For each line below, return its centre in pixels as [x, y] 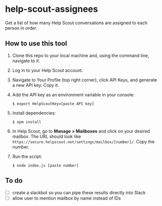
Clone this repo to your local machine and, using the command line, [81, 55]
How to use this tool [36, 44]
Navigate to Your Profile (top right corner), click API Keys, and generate [85, 80]
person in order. [21, 28]
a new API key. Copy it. [35, 85]
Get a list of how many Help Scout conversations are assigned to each [76, 23]
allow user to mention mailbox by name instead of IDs [66, 198]
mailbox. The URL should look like [47, 136]
